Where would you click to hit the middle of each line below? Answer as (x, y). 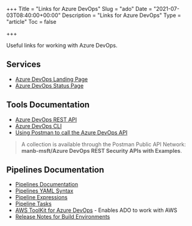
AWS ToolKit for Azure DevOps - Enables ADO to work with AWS (96, 210)
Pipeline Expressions (41, 197)
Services (24, 64)
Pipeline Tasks (33, 204)
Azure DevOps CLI (38, 126)
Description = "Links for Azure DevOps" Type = (122, 15)
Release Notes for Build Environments (62, 217)
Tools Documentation (48, 105)
